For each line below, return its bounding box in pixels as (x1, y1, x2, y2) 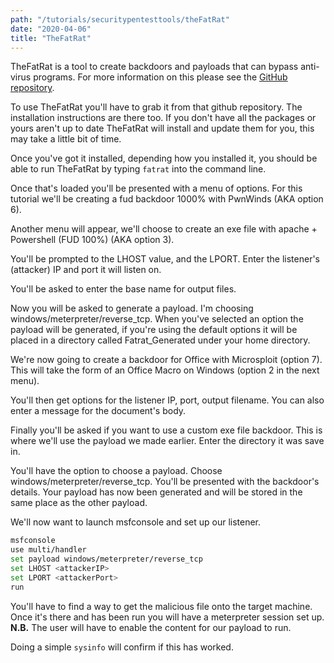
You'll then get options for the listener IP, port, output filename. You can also (10, 394, 325, 406)
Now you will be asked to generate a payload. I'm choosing (10, 302, 254, 315)
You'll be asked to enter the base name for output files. (10, 283, 237, 295)
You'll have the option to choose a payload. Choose (10, 465, 223, 477)
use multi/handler (10, 545, 87, 555)
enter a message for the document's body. (10, 405, 187, 417)
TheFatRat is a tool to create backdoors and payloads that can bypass (10, 61, 299, 73)
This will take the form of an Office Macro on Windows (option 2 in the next (10, 364, 320, 376)
